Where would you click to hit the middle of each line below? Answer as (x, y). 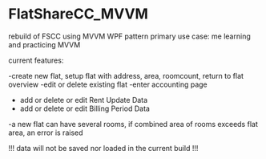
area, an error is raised (46, 132)
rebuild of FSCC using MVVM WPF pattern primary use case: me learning (129, 36)
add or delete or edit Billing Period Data (85, 108)
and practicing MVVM (44, 44)
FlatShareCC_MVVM (78, 14)
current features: (36, 60)
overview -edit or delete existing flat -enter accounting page (108, 84)
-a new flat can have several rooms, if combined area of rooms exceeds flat (133, 124)
